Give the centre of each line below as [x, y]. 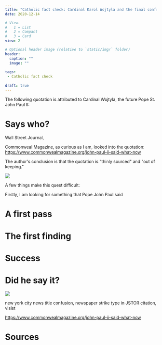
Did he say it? [33, 280]
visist [10, 308]
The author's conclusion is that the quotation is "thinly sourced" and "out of [80, 161]
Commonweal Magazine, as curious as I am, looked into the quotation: [75, 147]
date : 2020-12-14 [22, 14]
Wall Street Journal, [25, 137]
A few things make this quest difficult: [42, 185]
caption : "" [21, 59]
